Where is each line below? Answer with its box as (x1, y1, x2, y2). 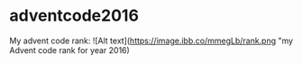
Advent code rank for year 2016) (9, 44, 131, 55)
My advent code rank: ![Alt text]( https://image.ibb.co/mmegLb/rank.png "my (9, 35, 294, 46)
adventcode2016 (9, 5, 140, 26)
